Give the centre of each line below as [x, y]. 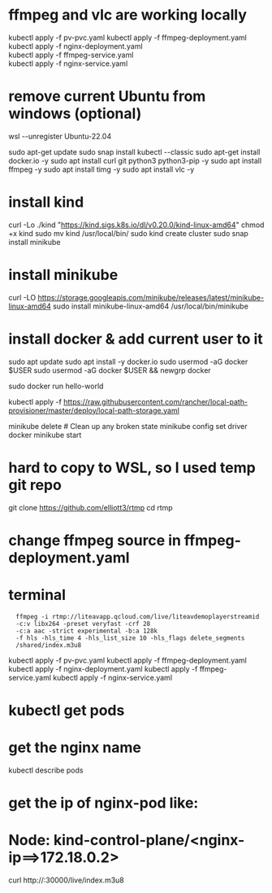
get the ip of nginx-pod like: [104, 803]
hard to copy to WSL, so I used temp [132, 468]
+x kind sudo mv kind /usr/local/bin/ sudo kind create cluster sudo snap [129, 233]
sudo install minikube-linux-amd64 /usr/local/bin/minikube [151, 306]
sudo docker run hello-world [56, 386]
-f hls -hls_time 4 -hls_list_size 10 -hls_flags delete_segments [130, 638]
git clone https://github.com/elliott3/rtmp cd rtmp [91, 507]
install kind [46, 202]
